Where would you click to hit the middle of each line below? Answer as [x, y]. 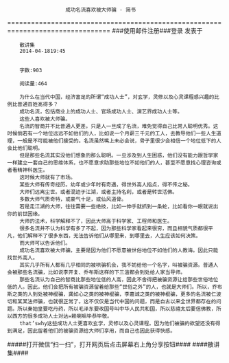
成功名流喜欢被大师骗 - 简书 [101, 10]
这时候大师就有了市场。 [48, 177]
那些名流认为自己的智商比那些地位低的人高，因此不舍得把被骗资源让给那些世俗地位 [119, 280]
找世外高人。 [23, 258]
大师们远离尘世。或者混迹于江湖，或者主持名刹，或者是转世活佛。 [99, 192]
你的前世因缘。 [25, 214]
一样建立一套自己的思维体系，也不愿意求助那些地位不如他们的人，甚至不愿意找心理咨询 [112, 163]
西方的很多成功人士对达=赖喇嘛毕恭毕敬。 [62, 316]
